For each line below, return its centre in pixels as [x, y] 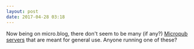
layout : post [22, 11]
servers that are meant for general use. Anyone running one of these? [92, 40]
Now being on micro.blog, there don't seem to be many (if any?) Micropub [97, 33]
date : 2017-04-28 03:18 [36, 17]
